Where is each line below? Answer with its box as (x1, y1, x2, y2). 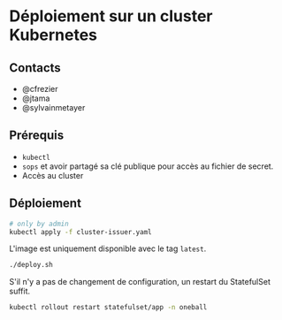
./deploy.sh (9, 261, 53, 270)
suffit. (9, 286, 31, 297)
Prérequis (9, 128, 65, 143)
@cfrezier (21, 84, 59, 94)
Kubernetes (9, 25, 98, 45)
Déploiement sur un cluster (9, 6, 214, 27)
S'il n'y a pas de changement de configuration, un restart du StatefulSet (9, 277, 271, 287)
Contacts (9, 60, 62, 75)
